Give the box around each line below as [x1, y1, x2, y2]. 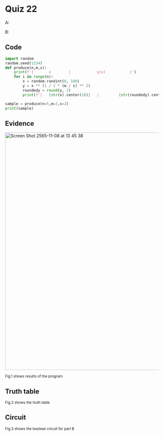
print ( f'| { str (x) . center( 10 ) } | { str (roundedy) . [22, 92, 152, 97]
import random [5, 56, 34, 61]
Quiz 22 [5, 3, 38, 15]
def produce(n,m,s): [5, 65, 47, 70]
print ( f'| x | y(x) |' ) [14, 70, 137, 75]
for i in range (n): [14, 74, 54, 79]
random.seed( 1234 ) [5, 61, 42, 65]
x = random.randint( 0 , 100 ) [22, 79, 80, 84]
